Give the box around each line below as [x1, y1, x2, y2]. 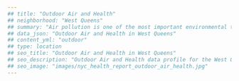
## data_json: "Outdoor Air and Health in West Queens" [7, 30, 176, 37]
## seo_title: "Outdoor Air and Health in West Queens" [7, 50, 176, 57]
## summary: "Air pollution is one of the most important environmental [7, 23, 228, 30]
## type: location [7, 43, 62, 50]
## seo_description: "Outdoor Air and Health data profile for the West [7, 56, 228, 63]
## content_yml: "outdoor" [7, 37, 87, 44]
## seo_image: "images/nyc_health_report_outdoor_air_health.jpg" [7, 63, 208, 70]
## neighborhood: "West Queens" [7, 17, 103, 24]
